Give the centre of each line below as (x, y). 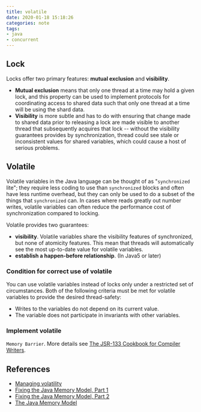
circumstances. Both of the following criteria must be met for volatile (91, 291)
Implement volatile (34, 330)
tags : (13, 29)
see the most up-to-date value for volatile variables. (79, 249)
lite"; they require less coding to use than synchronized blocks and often (95, 188)
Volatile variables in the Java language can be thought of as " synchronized (98, 181)
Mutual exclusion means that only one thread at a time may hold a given (105, 90)
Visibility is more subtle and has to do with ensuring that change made (103, 115)
